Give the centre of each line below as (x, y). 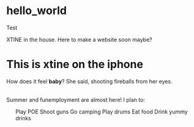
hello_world (37, 11)
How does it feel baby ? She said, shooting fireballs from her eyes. (89, 81)
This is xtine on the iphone (75, 64)
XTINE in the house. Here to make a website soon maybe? (79, 39)
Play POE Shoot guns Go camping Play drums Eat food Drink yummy (101, 112)
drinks (23, 118)
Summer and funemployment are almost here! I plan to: (76, 99)
